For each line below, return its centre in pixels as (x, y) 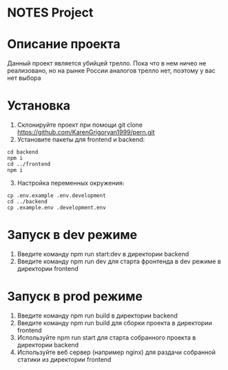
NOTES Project (50, 13)
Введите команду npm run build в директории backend (97, 316)
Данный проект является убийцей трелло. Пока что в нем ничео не (107, 63)
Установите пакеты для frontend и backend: (81, 140)
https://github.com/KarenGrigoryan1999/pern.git (86, 132)
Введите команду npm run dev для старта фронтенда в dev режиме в (119, 261)
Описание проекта (64, 44)
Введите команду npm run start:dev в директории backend (103, 254)
